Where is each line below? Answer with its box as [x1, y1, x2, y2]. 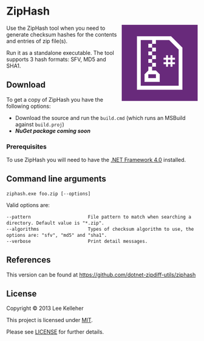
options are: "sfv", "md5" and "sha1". [6, 232, 107, 238]
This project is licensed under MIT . [6, 317, 93, 324]
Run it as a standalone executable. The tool [6, 49, 114, 56]
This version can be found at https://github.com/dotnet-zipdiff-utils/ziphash [6, 271, 196, 278]
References [6, 255, 51, 265]
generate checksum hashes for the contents [6, 30, 117, 38]
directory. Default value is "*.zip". [6, 220, 104, 226]
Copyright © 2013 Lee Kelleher [6, 304, 84, 312]
